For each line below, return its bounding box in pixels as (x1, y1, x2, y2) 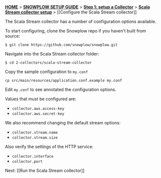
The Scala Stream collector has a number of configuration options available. (5, 19, 157, 24)
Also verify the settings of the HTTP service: (5, 144, 93, 149)
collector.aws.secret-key (12, 111, 64, 116)
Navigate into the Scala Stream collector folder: (5, 51, 99, 57)
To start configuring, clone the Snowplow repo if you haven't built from (5, 28, 146, 33)
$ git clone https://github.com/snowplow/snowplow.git (5, 43, 118, 47)
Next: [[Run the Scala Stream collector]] (5, 168, 85, 173)
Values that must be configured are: (5, 96, 76, 102)
